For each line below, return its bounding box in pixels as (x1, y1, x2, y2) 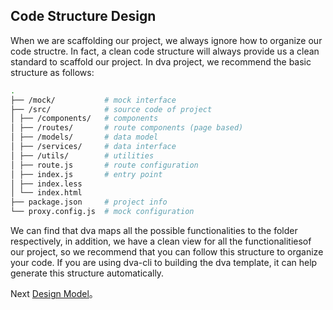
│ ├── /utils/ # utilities (10, 150, 155, 161)
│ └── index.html (10, 188, 83, 198)
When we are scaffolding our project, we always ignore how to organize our (10, 34, 323, 46)
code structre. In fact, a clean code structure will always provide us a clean (10, 45, 320, 57)
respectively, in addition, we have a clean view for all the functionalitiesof (10, 235, 312, 248)
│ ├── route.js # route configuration (10, 160, 199, 170)
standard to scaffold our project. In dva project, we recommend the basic (10, 55, 312, 68)
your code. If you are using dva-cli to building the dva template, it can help (10, 257, 318, 269)
